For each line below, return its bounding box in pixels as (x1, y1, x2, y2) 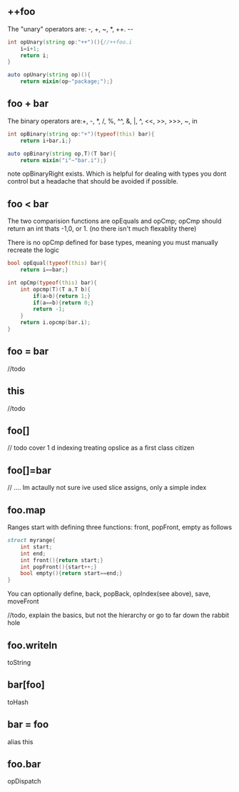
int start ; (20, 543, 53, 551)
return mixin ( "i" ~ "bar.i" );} (20, 156, 107, 164)
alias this (7, 737, 34, 746)
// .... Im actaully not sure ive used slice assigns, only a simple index (7, 483, 207, 492)
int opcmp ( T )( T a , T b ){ (20, 286, 91, 293)
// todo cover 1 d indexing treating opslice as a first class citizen (7, 443, 195, 452)
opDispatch (7, 777, 41, 786)
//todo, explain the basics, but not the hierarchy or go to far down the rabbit (7, 611, 230, 620)
